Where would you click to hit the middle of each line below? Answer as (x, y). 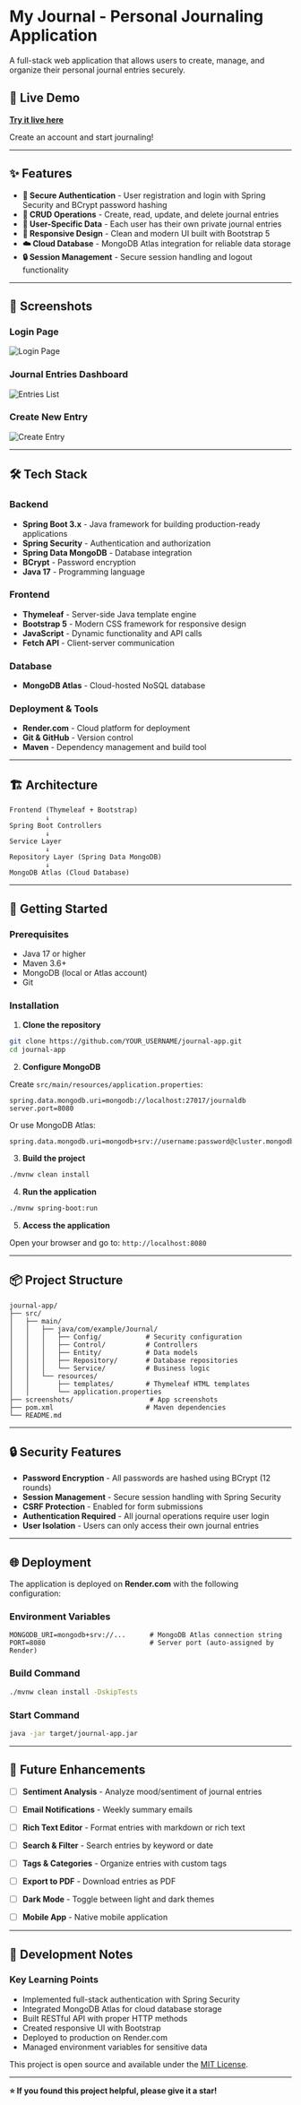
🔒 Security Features (65, 1452)
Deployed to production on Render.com (95, 2037)
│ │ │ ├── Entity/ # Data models (104, 1352)
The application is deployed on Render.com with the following (124, 1584)
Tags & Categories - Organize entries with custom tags (124, 1863)
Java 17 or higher (54, 953)
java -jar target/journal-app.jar (74, 1733)
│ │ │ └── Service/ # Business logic (110, 1368)
